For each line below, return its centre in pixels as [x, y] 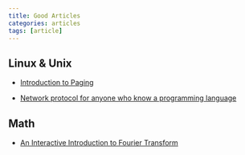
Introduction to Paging [57, 83]
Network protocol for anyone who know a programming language [128, 98]
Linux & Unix [40, 63]
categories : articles [45, 23]
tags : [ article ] [35, 31]
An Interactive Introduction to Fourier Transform [99, 143]
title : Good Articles [45, 16]
